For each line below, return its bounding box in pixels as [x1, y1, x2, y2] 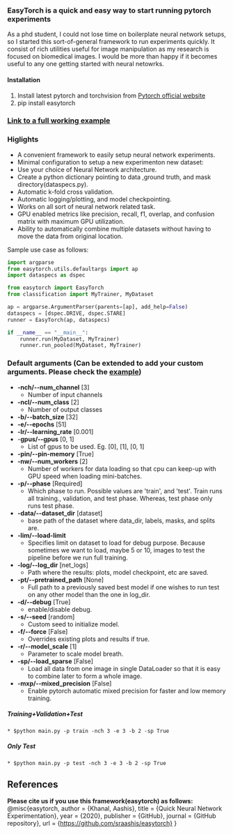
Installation [7, 75, 40, 84]
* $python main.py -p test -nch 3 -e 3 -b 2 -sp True [7, 759, 167, 766]
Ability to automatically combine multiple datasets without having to [17, 224, 211, 233]
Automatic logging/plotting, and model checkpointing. [17, 194, 172, 203]
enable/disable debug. [27, 605, 93, 613]
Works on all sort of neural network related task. [17, 202, 156, 210]
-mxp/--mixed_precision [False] [17, 679, 112, 688]
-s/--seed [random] [17, 612, 75, 621]
